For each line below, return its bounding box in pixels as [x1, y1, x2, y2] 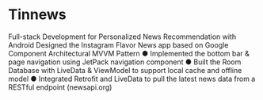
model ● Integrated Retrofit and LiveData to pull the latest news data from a [8, 74, 256, 83]
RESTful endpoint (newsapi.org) [8, 82, 112, 92]
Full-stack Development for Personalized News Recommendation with [8, 32, 236, 41]
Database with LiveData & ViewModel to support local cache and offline [8, 65, 242, 75]
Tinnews [8, 6, 67, 24]
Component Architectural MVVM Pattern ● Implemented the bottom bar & [8, 48, 250, 58]
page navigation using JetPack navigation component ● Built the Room [8, 57, 242, 67]
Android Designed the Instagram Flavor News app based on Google [8, 40, 229, 49]
